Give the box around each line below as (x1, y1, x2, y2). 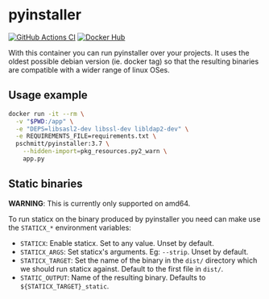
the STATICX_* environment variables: (8, 222, 131, 232)
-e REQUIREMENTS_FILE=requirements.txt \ (15, 132, 157, 140)
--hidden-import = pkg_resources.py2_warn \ (23, 147, 168, 156)
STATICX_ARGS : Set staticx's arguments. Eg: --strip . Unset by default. (19, 247, 249, 256)
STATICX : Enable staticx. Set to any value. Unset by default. (19, 238, 215, 247)
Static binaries (8, 177, 83, 191)
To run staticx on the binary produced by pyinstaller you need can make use (8, 214, 261, 223)
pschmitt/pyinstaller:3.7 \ (15, 139, 110, 148)
